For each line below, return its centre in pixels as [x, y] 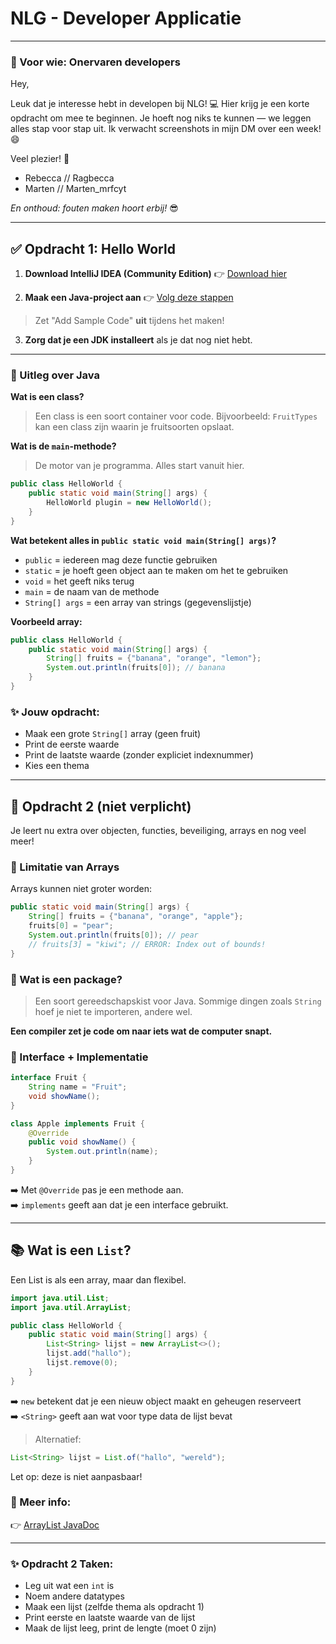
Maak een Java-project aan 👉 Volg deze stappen [129, 298]
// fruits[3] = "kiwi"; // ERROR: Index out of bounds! [147, 944]
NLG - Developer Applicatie [126, 18]
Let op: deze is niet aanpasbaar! [76, 1476]
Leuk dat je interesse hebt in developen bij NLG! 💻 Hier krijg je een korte [160, 104]
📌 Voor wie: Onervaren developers [95, 62]
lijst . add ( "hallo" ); [89, 1353]
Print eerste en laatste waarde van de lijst [110, 1618]
